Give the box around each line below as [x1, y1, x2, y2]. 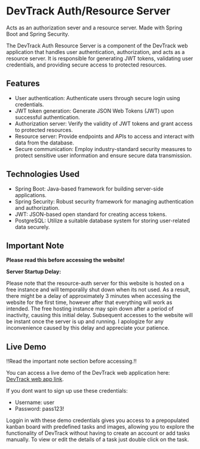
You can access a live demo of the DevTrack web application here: [6, 369, 170, 376]
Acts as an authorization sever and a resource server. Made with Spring [6, 24, 183, 31]
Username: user [14, 399, 55, 406]
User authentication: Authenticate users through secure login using [14, 94, 180, 101]
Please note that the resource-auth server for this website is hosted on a [6, 280, 184, 287]
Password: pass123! [14, 405, 64, 412]
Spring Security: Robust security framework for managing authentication [14, 198, 194, 205]
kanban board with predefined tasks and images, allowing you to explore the [6, 423, 195, 430]
